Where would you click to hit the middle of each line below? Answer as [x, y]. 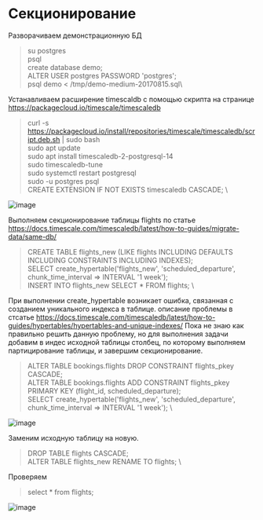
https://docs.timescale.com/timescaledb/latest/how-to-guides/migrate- [124, 228]
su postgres [47, 50]
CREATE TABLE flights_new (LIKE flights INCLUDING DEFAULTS [130, 251]
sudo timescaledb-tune [65, 164]
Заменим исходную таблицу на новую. [73, 438]
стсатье [22, 317]
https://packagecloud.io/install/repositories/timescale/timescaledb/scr [141, 131]
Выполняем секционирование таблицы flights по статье [102, 220]
